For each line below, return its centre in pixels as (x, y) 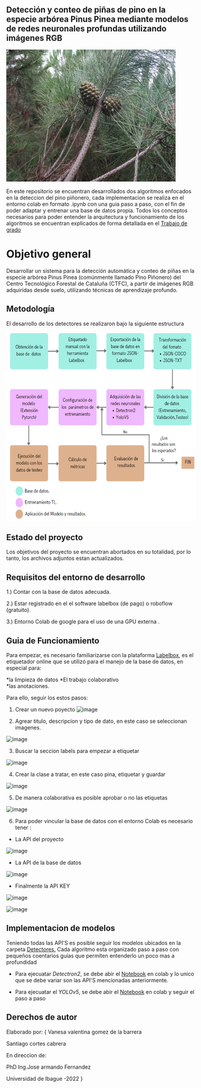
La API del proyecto (39, 839)
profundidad (22, 962)
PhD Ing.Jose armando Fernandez (49, 1067)
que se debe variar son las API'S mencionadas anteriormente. (91, 980)
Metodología (31, 309)
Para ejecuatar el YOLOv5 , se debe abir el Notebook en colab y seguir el (104, 991)
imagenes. (28, 727)
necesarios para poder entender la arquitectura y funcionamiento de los (95, 217)
